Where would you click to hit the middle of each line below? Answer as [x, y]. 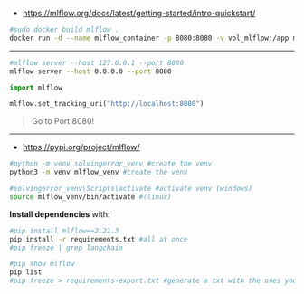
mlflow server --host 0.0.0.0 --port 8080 [90, 71]
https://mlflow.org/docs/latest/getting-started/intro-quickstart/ [139, 13]
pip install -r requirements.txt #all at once [99, 239]
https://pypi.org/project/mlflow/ [81, 147]
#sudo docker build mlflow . [64, 30]
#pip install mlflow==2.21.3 [64, 231]
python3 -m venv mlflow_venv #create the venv [99, 172]
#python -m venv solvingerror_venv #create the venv [111, 164]
